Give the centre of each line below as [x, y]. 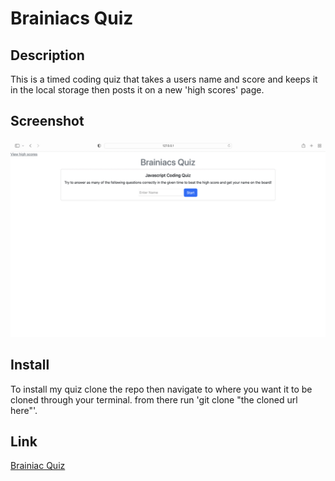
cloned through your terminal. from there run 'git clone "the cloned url [154, 399]
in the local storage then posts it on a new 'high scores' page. [137, 90]
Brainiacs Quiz [72, 18]
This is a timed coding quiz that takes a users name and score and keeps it [164, 79]
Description [47, 55]
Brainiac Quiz [38, 466]
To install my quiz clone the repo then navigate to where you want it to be [161, 389]
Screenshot [47, 121]
